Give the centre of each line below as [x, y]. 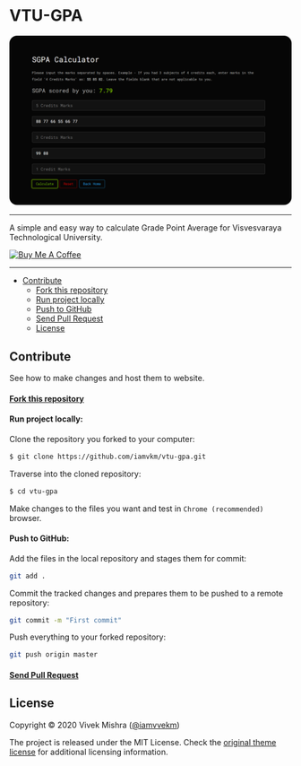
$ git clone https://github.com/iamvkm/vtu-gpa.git [107, 457]
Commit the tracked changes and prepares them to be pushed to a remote [146, 593]
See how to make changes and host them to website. [107, 378]
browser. [26, 518]
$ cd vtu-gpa [34, 491]
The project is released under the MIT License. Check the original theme [143, 742]
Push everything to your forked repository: [88, 637]
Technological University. [56, 238]
